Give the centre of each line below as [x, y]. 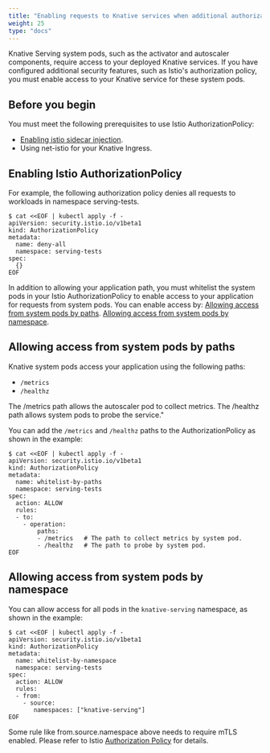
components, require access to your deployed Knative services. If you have [133, 62]
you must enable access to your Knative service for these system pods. [127, 79]
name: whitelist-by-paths [59, 482]
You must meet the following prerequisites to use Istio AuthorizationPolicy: [131, 124]
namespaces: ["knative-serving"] [90, 710]
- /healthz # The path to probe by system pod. [122, 545]
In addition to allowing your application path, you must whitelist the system [132, 288]
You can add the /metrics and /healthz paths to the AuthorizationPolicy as [132, 430]
